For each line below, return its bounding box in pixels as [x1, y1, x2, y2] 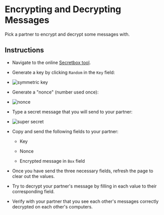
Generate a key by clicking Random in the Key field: [12, 69, 115, 75]
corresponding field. [12, 188, 55, 194]
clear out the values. [12, 173, 55, 179]
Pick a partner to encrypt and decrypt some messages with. [5, 31, 130, 37]
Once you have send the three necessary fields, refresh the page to [12, 168, 153, 174]
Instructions [5, 46, 44, 54]
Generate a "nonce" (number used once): [12, 89, 99, 95]
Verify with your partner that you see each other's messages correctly [12, 198, 159, 204]
